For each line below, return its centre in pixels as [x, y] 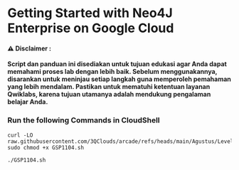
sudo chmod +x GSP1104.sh [46, 147]
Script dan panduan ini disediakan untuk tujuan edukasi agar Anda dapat [117, 64]
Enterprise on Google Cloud [91, 28]
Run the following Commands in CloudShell [84, 120]
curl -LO [20, 135]
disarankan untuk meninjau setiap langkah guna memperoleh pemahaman [119, 79]
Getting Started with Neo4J [90, 13]
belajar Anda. [28, 102]
